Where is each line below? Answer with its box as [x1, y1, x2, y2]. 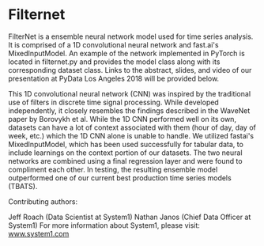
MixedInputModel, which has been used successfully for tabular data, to [8, 139, 243, 149]
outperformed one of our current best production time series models [8, 172, 232, 183]
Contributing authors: [8, 196, 77, 206]
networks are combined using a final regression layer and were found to [8, 156, 243, 165]
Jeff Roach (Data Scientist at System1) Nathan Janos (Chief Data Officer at [8, 212, 251, 221]
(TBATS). [8, 181, 38, 191]
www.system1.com [8, 229, 70, 238]
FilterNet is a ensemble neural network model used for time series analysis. [8, 32, 254, 41]
